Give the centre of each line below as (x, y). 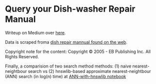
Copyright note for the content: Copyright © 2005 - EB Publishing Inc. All (78, 51)
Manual (21, 19)
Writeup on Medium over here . (36, 33)
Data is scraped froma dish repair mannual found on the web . (66, 42)
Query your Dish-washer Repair (70, 9)
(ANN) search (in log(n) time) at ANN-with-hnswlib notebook (66, 76)
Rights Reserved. (22, 56)
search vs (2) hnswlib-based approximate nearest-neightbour (89, 71)
